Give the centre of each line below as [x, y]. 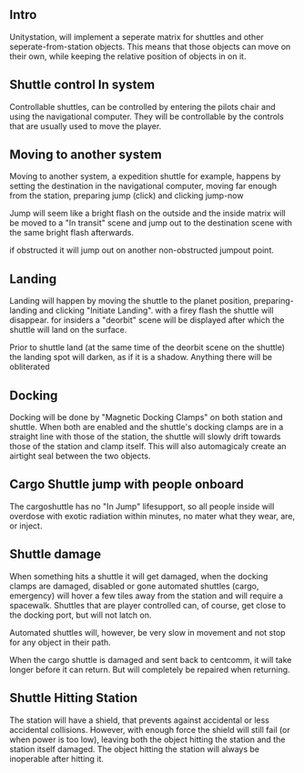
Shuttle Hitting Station [74, 698]
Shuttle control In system [82, 85]
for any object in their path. [60, 642]
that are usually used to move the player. [86, 125]
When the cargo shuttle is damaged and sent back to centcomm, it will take [151, 659]
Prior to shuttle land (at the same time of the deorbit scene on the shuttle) [147, 347]
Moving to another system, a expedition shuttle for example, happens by [145, 176]
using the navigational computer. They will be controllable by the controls [147, 116]
